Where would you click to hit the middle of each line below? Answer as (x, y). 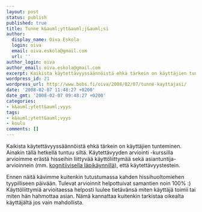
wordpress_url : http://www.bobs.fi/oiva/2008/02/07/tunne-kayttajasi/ (96, 85)
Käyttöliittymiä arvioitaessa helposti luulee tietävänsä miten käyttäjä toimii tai (101, 189)
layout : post (23, 12)
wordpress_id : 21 (28, 79)
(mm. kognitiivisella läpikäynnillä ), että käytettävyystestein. (108, 165)
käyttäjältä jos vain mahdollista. (45, 202)
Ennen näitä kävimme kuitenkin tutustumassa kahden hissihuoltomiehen (95, 177)
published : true (26, 23)
